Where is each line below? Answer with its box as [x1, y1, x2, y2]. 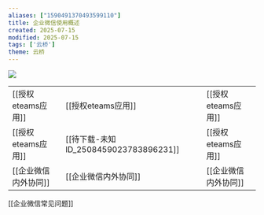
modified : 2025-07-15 [8, 33, 79, 42]
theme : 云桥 [8, 48, 45, 56]
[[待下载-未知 [65, 134, 116, 144]
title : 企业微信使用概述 [8, 19, 80, 27]
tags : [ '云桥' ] [8, 41, 56, 49]
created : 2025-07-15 [8, 26, 76, 34]
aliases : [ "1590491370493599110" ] [8, 11, 122, 20]
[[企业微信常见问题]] [8, 198, 74, 208]
